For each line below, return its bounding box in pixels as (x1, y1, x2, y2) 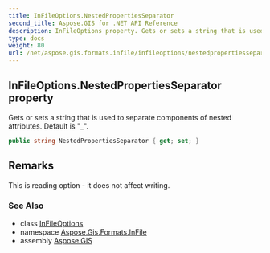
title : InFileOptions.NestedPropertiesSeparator (8, 11, 174, 20)
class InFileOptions (19, 218, 84, 228)
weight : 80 (8, 42, 45, 50)
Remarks (8, 159, 55, 173)
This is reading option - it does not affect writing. (8, 180, 170, 190)
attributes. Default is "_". (8, 121, 89, 131)
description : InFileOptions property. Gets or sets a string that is (8, 27, 247, 35)
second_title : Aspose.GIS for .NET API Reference (8, 19, 178, 27)
